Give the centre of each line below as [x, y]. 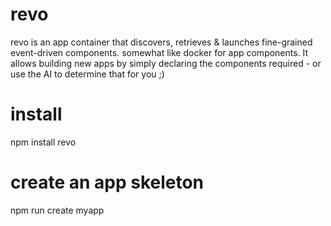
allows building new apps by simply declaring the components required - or [166, 63]
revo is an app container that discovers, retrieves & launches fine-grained [161, 42]
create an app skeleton [107, 182]
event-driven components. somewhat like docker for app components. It [159, 52]
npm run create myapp [57, 210]
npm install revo [43, 142]
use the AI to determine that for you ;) [87, 74]
